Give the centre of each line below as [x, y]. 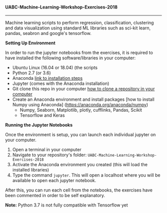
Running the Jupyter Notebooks [39, 125]
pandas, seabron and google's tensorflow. [48, 33]
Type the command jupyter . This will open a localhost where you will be [86, 175]
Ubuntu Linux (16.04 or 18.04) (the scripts [55, 68]
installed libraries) [31, 170]
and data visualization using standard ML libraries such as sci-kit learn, [78, 28]
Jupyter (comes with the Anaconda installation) [61, 84]
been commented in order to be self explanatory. [55, 196]
